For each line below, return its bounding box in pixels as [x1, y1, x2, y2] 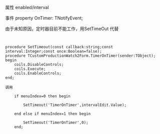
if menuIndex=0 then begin [14, 94, 71, 99]
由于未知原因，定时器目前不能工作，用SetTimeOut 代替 [5, 26, 119, 32]
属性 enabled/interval [5, 5, 49, 10]
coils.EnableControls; [14, 71, 62, 76]
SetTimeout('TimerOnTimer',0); [23, 120, 89, 125]
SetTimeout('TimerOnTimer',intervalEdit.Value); [23, 102, 127, 107]
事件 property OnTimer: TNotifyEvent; [5, 15, 83, 21]
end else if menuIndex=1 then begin [14, 111, 91, 116]
